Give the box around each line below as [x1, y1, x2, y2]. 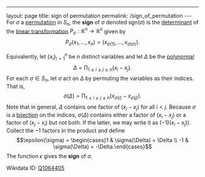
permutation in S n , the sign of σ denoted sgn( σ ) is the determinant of [25, 19, 199, 27]
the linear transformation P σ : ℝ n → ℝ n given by [6, 26, 126, 37]
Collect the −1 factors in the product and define [6, 127, 125, 134]
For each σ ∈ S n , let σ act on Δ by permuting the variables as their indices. [6, 74, 194, 84]
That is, [6, 83, 26, 90]
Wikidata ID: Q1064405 [6, 164, 65, 172]
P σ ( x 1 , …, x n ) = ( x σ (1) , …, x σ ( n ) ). [65, 38, 140, 48]
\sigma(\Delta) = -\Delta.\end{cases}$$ [52, 143, 153, 150]
